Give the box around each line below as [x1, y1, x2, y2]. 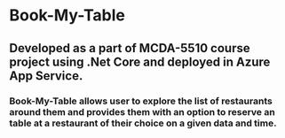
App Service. [9, 68, 83, 83]
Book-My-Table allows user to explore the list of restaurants [9, 95, 273, 107]
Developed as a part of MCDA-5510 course [9, 41, 250, 56]
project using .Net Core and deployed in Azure [9, 54, 271, 69]
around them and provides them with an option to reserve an [9, 105, 275, 118]
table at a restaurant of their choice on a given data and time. [9, 117, 277, 129]
